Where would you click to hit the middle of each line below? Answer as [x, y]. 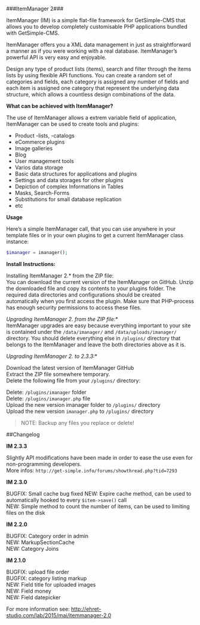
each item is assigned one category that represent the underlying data [93, 88]
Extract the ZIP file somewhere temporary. [58, 374]
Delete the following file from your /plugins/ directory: [73, 381]
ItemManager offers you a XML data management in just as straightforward [99, 45]
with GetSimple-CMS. [33, 33]
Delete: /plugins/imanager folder [46, 392]
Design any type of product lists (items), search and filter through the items [99, 69]
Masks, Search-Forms [42, 193]
